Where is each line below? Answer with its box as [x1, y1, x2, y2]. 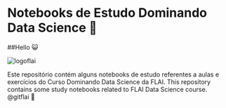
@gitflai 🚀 [7, 93, 35, 101]
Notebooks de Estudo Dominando [7, 5, 207, 21]
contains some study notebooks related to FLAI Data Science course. [7, 85, 208, 93]
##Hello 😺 [7, 43, 39, 51]
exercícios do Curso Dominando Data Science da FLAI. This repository [7, 77, 211, 86]
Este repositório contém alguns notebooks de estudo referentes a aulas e [7, 70, 220, 79]
